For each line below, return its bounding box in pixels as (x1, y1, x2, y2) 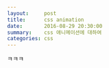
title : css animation (7, 16, 84, 23)
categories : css (7, 35, 53, 42)
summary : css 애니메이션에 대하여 (7, 29, 102, 36)
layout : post (7, 10, 57, 17)
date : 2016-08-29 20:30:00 (7, 22, 103, 29)
